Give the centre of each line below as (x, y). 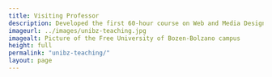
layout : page (30, 61)
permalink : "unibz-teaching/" (59, 53)
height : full (30, 46)
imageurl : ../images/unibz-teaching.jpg (78, 30)
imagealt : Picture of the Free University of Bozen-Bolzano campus (125, 38)
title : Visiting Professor (54, 16)
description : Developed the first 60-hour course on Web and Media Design (137, 23)
